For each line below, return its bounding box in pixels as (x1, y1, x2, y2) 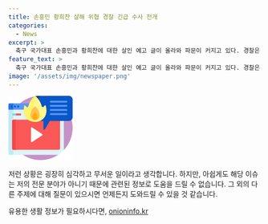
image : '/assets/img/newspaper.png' (8, 72, 131, 80)
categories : (8, 21, 48, 30)
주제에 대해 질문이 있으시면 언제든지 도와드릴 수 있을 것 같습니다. (16, 189, 218, 198)
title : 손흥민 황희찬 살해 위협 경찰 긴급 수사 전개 (8, 13, 158, 21)
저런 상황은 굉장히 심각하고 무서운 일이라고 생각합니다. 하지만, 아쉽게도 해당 (8, 169, 244, 178)
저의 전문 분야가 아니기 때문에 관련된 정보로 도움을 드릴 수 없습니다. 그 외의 (16, 179, 250, 189)
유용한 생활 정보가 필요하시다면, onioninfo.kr (8, 206, 148, 216)
